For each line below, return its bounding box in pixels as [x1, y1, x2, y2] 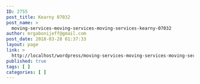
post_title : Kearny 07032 [6, 14, 70, 20]
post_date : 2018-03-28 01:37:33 [6, 36, 86, 42]
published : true [6, 58, 46, 64]
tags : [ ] [6, 63, 31, 70]
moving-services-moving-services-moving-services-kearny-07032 [11, 25, 171, 31]
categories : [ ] [6, 69, 46, 75]
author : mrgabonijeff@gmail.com [6, 31, 86, 37]
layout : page [6, 42, 39, 48]
